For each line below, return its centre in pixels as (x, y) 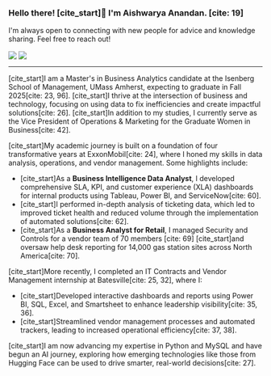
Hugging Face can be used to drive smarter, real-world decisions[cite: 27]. (132, 363)
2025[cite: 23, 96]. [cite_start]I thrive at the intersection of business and (128, 95)
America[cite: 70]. (50, 256)
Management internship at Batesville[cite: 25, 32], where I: (106, 280)
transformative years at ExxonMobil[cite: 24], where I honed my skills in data (135, 154)
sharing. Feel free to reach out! (60, 39)
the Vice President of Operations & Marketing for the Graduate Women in (129, 121)
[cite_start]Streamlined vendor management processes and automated (138, 322)
